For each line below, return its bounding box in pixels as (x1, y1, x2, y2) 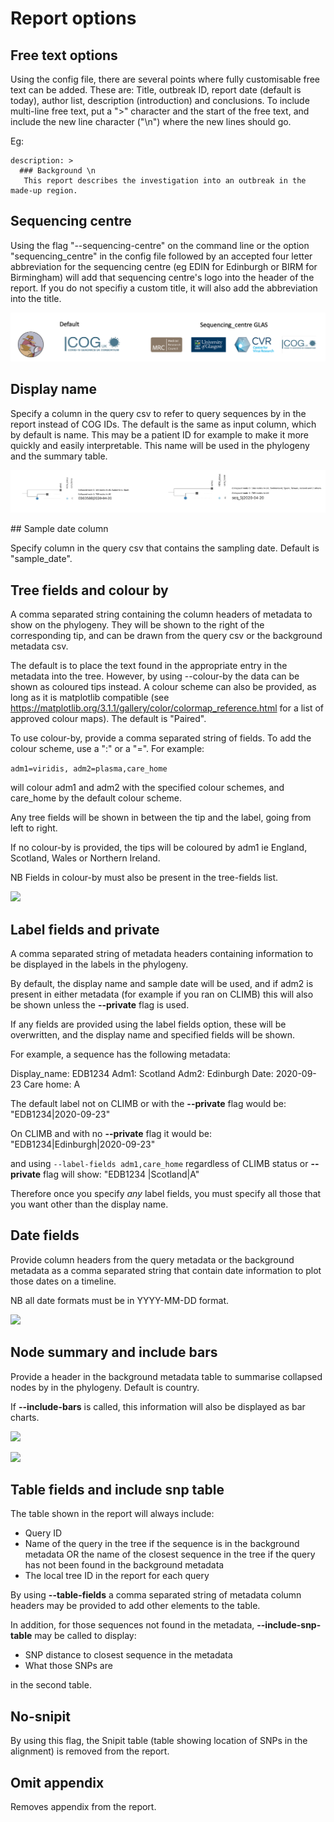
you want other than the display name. (10, 1198, 169, 1210)
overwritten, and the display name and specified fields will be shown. (10, 1028, 296, 1041)
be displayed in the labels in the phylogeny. (10, 958, 189, 970)
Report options (10, 7, 137, 30)
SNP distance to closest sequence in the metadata (24, 1649, 233, 1661)
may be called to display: (34, 1630, 137, 1642)
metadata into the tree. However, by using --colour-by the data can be (10, 670, 300, 682)
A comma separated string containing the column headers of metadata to (10, 608, 313, 621)
